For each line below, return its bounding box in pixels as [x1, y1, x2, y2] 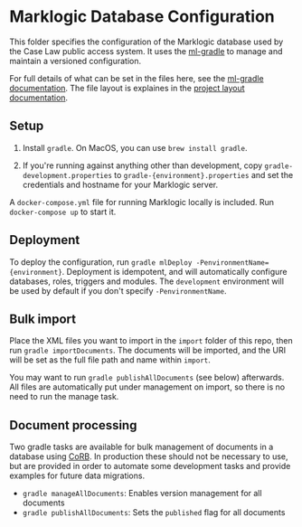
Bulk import [9, 311, 77, 326]
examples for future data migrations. [9, 470, 146, 481]
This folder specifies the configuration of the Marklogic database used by [9, 36, 284, 47]
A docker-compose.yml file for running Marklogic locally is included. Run [9, 196, 274, 207]
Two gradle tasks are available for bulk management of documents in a [9, 441, 274, 453]
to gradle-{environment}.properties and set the [114, 169, 294, 180]
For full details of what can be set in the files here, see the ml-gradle [9, 72, 264, 83]
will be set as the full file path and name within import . [9, 354, 211, 365]
